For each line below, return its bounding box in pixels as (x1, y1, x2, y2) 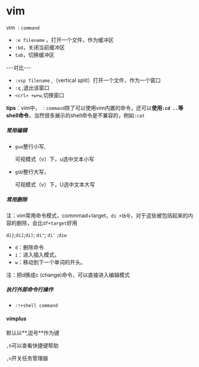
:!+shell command (14, 302, 58, 308)
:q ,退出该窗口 (14, 84, 50, 91)
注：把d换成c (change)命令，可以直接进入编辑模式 (6, 271, 130, 279)
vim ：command (6, 24, 40, 31)
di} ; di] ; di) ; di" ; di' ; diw (6, 231, 67, 238)
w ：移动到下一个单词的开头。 (14, 258, 86, 265)
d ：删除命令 (14, 243, 44, 250)
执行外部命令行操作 (6, 286, 54, 293)
